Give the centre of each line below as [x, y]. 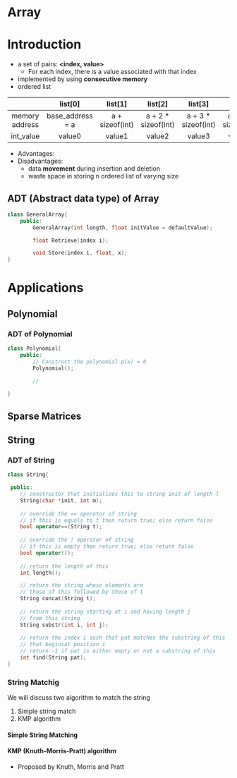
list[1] [117, 104]
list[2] [158, 104]
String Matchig [34, 682]
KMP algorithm [39, 719]
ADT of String [31, 460]
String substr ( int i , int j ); [65, 625]
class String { [28, 475]
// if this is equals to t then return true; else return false [116, 520]
